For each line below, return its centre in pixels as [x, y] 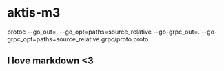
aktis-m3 [34, 13]
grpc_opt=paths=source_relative [53, 39]
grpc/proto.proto [125, 39]
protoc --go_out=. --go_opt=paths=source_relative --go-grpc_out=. [103, 32]
